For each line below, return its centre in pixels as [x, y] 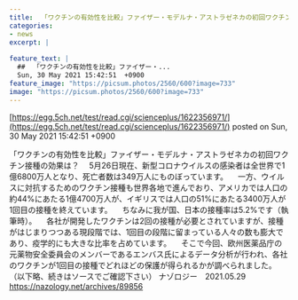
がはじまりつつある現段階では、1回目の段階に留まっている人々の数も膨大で [146, 232]
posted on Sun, [260, 126]
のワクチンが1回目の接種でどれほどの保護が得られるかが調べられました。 [143, 265]
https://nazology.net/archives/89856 [76, 286]
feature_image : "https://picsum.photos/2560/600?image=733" [123, 83]
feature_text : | [39, 59]
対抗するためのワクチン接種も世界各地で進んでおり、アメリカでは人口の [156, 187]
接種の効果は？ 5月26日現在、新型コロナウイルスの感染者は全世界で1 [155, 165]
